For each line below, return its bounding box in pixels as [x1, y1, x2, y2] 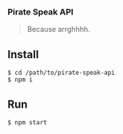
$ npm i [7, 76, 34, 84]
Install [7, 47, 39, 61]
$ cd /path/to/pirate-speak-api [7, 69, 115, 77]
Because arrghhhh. [26, 25, 91, 34]
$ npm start [7, 118, 47, 126]
